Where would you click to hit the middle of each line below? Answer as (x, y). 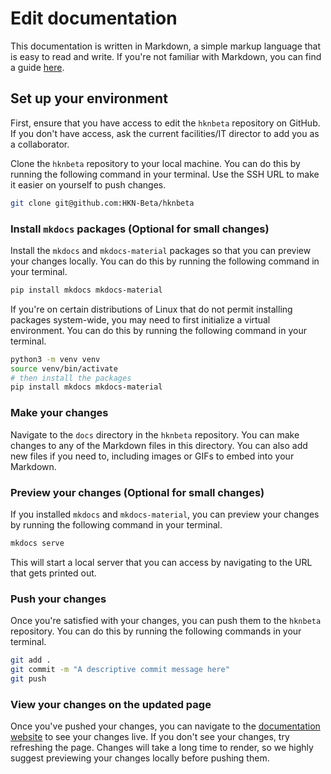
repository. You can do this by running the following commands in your (156, 631)
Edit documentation (94, 18)
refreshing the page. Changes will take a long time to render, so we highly (162, 747)
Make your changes (59, 413)
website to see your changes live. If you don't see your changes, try (150, 736)
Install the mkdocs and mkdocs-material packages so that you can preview (161, 250)
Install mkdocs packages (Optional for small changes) (140, 229)
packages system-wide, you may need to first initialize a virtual (140, 319)
